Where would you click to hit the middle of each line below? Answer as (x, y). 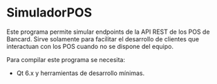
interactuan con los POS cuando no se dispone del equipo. (90, 46)
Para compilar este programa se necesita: (66, 59)
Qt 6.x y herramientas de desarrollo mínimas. (81, 73)
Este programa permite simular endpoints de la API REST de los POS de (108, 32)
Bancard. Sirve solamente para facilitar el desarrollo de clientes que (103, 39)
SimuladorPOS (49, 13)
